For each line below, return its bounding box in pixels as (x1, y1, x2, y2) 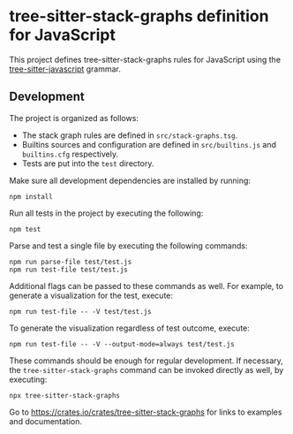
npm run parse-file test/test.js (9, 257, 132, 266)
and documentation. (9, 415, 82, 426)
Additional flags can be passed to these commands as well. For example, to (9, 280, 284, 291)
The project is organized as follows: (9, 112, 139, 123)
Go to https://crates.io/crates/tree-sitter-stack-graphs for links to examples (9, 407, 282, 417)
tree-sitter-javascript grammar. (9, 64, 122, 74)
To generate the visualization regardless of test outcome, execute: (9, 323, 250, 333)
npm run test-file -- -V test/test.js (9, 307, 152, 316)
